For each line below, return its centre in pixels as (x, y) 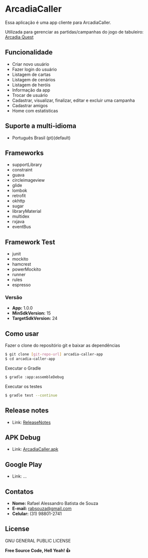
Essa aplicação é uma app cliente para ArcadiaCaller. (58, 22)
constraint (22, 170)
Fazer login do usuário (34, 69)
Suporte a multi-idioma (41, 126)
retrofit (19, 196)
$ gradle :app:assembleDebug (34, 377)
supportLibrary (27, 165)
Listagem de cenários (34, 79)
